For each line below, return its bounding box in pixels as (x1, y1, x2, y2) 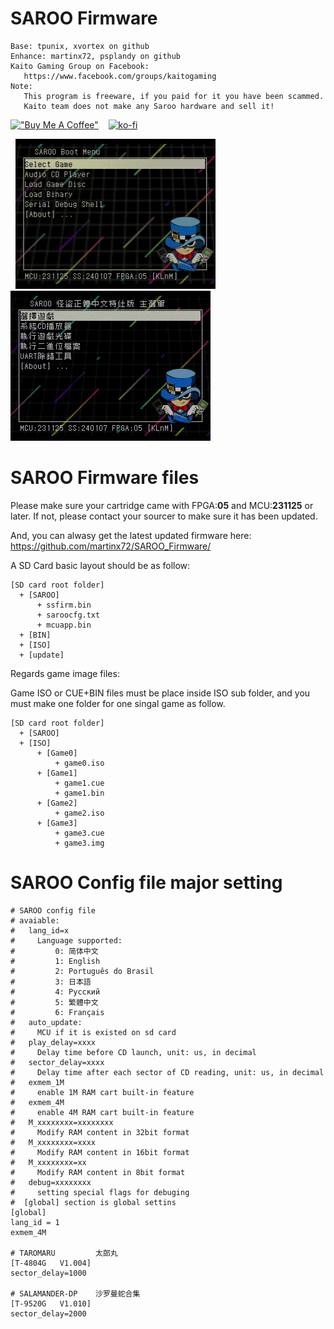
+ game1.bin (54, 788, 105, 798)
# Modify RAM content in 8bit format (10, 1167, 186, 1177)
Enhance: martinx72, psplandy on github (10, 51, 182, 61)
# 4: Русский (10, 987, 101, 997)
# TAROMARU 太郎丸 (10, 1248, 118, 1258)
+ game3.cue (54, 828, 105, 838)
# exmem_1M (10, 1077, 65, 1087)
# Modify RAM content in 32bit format (10, 1127, 190, 1137)
